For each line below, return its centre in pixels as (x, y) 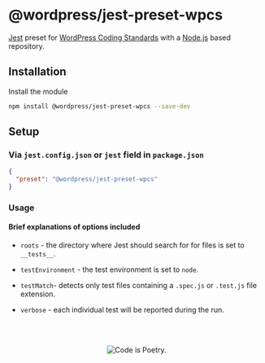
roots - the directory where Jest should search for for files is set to (132, 245)
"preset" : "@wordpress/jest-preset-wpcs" (87, 179)
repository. (26, 46)
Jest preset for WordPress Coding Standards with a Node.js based (120, 37)
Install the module (38, 91)
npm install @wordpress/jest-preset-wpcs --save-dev (100, 106)
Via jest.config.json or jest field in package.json (106, 155)
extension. (37, 294)
